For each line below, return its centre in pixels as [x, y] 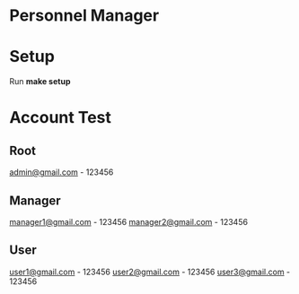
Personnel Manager [84, 16]
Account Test [61, 118]
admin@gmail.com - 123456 [62, 172]
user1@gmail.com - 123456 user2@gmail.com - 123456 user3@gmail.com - [150, 272]
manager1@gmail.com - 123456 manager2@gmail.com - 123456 [129, 221]
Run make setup [40, 82]
